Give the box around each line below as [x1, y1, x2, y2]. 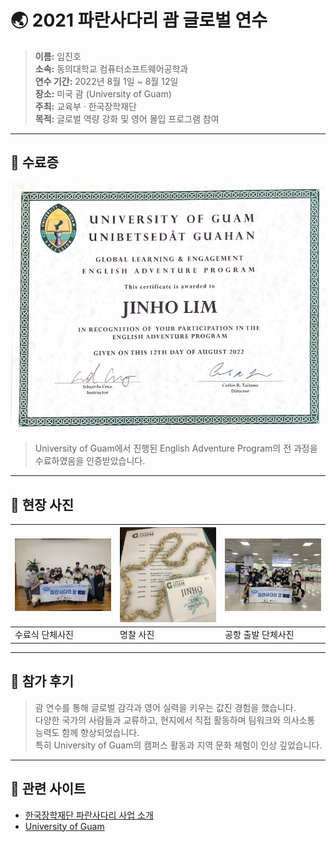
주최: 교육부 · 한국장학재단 [34, 100, 137, 112]
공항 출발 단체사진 [224, 629, 295, 641]
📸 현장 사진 [10, 496, 75, 513]
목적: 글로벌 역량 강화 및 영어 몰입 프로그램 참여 [34, 112, 220, 125]
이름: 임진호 [34, 50, 82, 62]
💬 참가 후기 [10, 673, 75, 690]
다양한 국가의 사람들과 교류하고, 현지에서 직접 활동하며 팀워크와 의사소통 [34, 714, 316, 726]
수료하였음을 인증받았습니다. [34, 455, 146, 467]
